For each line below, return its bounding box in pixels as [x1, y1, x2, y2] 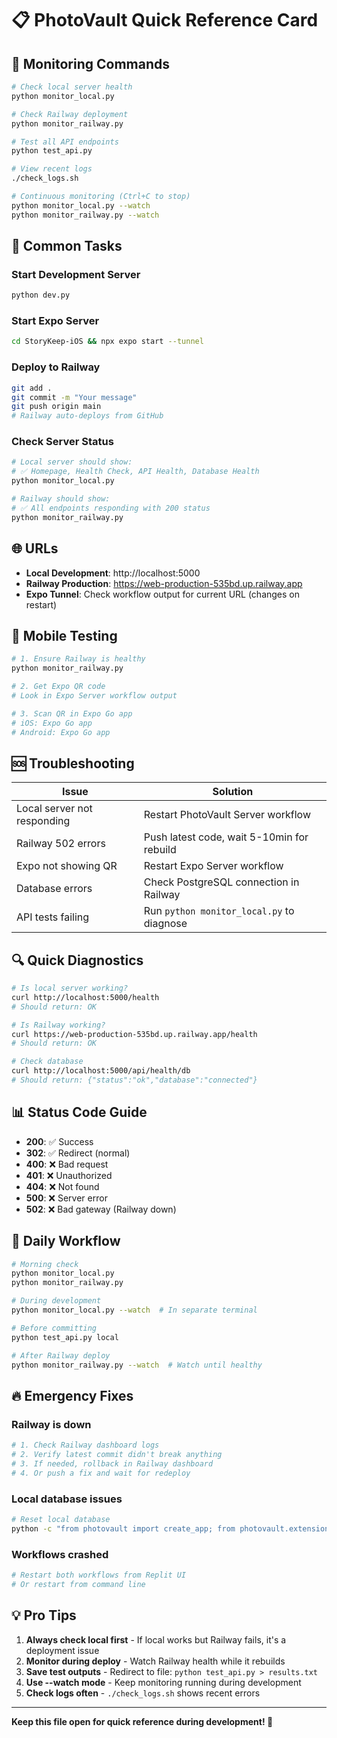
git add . [11, 383, 53, 393]
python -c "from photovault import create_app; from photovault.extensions [11, 1523, 334, 1534]
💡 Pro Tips [11, 1607, 77, 1624]
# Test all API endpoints [11, 137, 119, 147]
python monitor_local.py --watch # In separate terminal [11, 1305, 258, 1316]
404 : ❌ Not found [25, 1180, 100, 1192]
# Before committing [11, 1323, 98, 1333]
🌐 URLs [11, 540, 59, 557]
